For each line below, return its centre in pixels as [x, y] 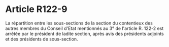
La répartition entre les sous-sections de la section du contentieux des [79, 23]
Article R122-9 [36, 9]
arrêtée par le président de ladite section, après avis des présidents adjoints [84, 33]
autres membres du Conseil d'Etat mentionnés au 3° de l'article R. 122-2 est [84, 28]
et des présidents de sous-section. [42, 39]
